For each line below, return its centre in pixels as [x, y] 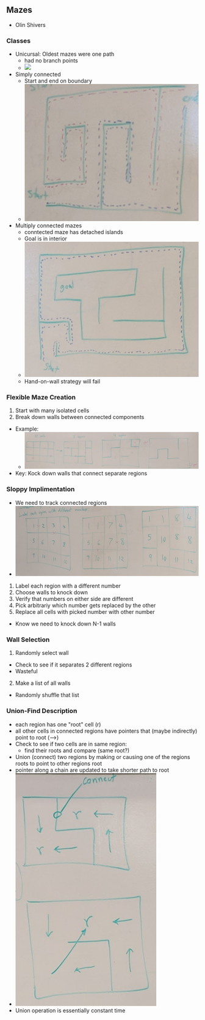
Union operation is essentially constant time [70, 1010]
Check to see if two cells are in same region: [71, 744]
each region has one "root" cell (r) [58, 724]
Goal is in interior [45, 238]
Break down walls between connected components [80, 417]
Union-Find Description [42, 711]
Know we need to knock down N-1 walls [65, 624]
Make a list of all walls [43, 683]
